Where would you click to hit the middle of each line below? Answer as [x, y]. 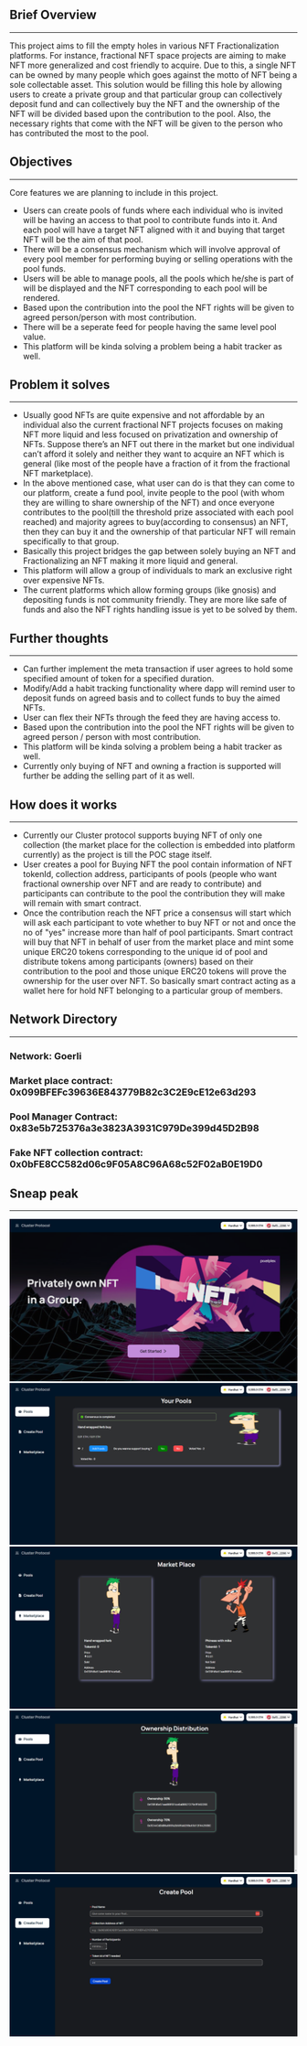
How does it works [64, 804]
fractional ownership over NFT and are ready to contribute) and [142, 884]
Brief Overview [53, 15]
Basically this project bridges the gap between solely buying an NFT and [159, 552]
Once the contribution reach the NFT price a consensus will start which [157, 913]
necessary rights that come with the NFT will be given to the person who [146, 123]
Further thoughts [59, 638]
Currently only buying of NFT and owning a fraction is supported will [152, 766]
